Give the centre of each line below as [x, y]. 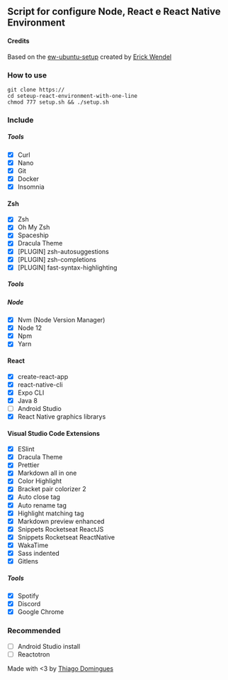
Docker [28, 179]
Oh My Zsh [34, 227]
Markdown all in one [47, 473]
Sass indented [39, 553]
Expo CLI [31, 393]
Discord [29, 604]
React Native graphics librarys [62, 416]
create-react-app [43, 376]
